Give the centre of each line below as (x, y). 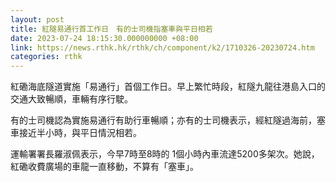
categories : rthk (46, 57)
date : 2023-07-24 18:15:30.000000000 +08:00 (104, 38)
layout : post (37, 19)
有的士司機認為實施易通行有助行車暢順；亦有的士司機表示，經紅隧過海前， (163, 120)
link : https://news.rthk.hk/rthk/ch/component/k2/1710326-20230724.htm (162, 47)
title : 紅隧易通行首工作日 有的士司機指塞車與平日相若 (111, 29)
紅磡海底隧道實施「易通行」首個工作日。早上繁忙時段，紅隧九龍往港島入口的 (168, 87)
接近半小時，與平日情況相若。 (80, 133)
